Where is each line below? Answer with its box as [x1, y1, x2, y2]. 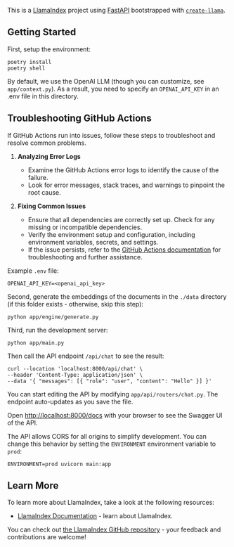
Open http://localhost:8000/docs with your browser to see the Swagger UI [7, 411, 223, 419]
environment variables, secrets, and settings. [27, 238, 159, 246]
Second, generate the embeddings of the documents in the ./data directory [7, 292, 227, 301]
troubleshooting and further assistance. [27, 252, 143, 261]
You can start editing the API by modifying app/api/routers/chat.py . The [7, 390, 219, 398]
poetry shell [7, 65, 46, 72]
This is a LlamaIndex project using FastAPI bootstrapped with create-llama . [7, 6, 226, 14]
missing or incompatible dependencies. [27, 223, 143, 231]
